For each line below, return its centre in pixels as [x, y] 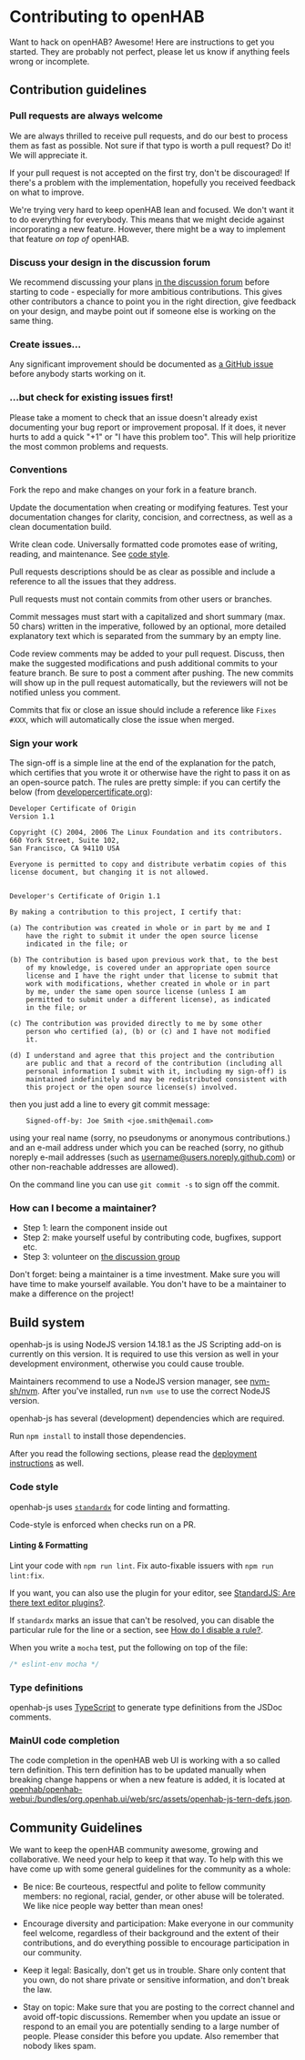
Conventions [39, 470]
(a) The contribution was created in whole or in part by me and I [140, 929]
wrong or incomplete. [50, 61]
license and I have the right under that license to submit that [152, 976]
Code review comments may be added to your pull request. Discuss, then [147, 654]
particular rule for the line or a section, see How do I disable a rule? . [137, 1629]
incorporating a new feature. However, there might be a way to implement [147, 228]
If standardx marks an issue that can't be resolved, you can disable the [142, 1620]
